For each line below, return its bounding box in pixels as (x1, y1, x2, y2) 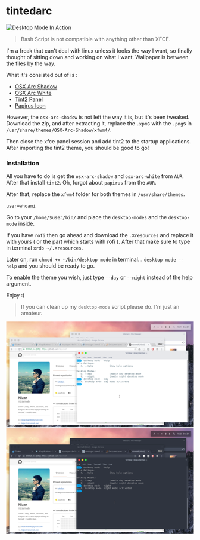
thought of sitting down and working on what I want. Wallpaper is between (6, 53, 189, 60)
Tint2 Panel (14, 96, 43, 103)
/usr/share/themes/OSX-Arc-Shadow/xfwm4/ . (6, 126, 112, 133)
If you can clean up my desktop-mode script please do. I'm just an (20, 303, 180, 311)
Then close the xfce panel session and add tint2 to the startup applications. (6, 137, 192, 145)
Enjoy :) (6, 292, 25, 299)
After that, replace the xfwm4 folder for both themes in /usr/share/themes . (6, 191, 186, 198)
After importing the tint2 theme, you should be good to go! (6, 144, 149, 151)
